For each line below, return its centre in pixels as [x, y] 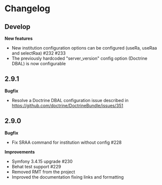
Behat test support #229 [36, 166]
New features [19, 38]
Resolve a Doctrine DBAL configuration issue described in [70, 100]
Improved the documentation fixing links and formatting [68, 177]
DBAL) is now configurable [39, 64]
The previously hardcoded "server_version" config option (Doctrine [80, 58]
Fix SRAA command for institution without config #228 [67, 142]
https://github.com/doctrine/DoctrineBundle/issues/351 [67, 106]
